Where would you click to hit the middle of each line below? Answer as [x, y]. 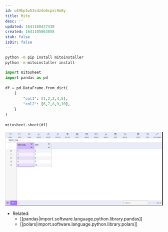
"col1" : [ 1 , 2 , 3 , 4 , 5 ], [46, 99]
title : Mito [17, 16]
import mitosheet [23, 72]
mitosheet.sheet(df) [27, 125]
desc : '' [14, 21]
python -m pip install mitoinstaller [44, 57]
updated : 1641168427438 [30, 27]
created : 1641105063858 [30, 32]
